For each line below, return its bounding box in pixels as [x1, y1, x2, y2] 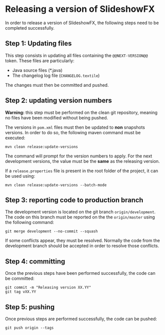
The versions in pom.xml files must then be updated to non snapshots [5, 124, 145, 130]
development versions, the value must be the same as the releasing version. [5, 158, 160, 164]
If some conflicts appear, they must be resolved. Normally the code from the [5, 238, 160, 244]
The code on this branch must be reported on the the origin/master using [5, 214, 155, 220]
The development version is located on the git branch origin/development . [5, 209, 156, 215]
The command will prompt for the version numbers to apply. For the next [5, 153, 153, 159]
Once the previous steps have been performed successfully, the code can [5, 270, 156, 276]
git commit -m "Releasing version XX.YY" [5, 285, 92, 290]
